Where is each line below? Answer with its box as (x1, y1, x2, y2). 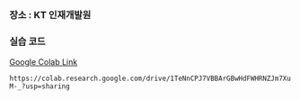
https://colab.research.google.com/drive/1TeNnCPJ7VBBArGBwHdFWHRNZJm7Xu (9, 74, 292, 83)
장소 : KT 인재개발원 (9, 9, 92, 22)
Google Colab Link (9, 56, 78, 67)
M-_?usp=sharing (9, 81, 70, 91)
